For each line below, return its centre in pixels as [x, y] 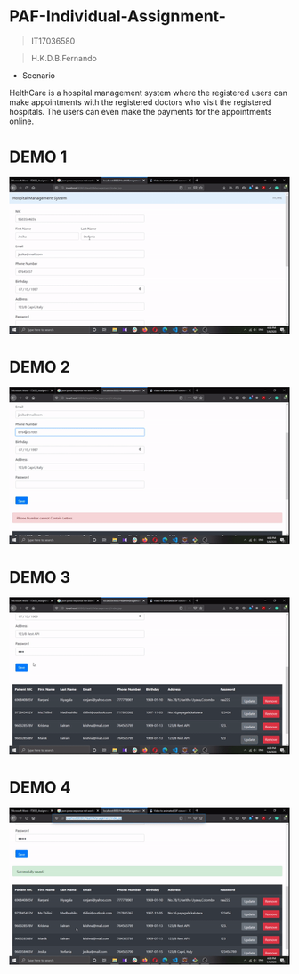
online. [21, 121]
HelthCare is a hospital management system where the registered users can [148, 93]
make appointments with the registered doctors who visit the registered [140, 102]
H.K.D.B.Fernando [64, 58]
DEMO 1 [38, 157]
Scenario [39, 75]
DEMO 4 [40, 788]
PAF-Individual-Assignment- [118, 16]
